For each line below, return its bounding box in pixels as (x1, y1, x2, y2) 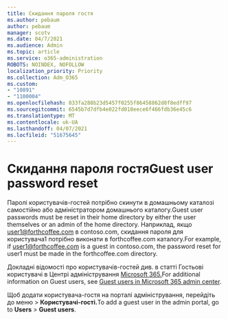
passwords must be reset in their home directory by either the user (7, 213, 196, 221)
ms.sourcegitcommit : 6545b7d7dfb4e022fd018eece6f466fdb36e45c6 (7, 106, 192, 113)
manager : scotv (7, 29, 51, 36)
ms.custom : (7, 80, 38, 87)
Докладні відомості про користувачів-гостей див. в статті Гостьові (7, 263, 204, 272)
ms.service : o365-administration (7, 55, 103, 62)
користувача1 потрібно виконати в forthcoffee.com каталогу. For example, (7, 235, 222, 243)
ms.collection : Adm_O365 (7, 74, 78, 81)
